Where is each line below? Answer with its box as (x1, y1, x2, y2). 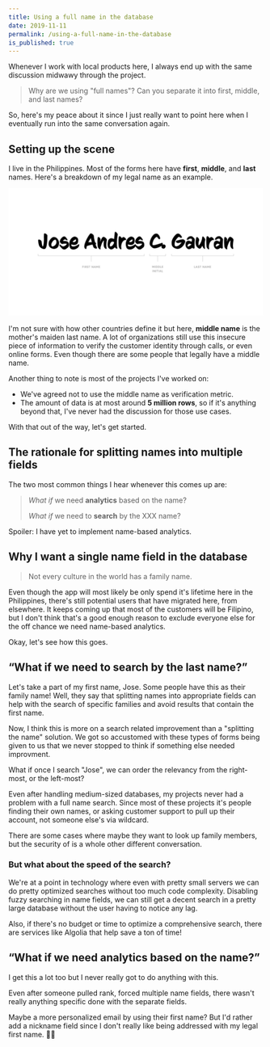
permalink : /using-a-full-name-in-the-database (8, 30, 172, 38)
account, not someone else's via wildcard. (8, 814, 150, 824)
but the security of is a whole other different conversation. (8, 839, 202, 848)
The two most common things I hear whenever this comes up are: (8, 479, 228, 489)
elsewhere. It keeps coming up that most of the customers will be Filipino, (8, 604, 254, 614)
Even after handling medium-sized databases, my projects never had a (8, 788, 244, 799)
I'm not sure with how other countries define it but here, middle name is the (8, 324, 260, 334)
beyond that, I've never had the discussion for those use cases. (19, 406, 232, 416)
